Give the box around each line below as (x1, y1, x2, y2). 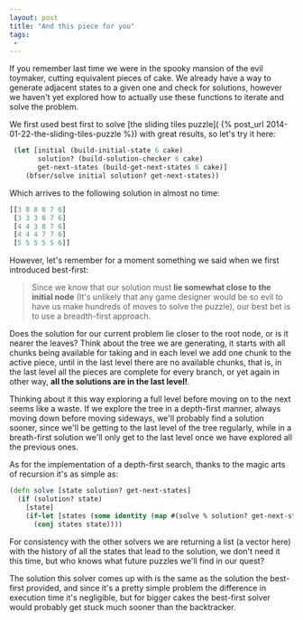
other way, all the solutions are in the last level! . (9, 376, 190, 387)
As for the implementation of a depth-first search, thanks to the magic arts (9, 459, 286, 470)
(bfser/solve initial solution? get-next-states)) (25, 171, 220, 181)
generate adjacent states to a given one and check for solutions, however (9, 82, 282, 93)
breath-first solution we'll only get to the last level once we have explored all (9, 432, 293, 443)
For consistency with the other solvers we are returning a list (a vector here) (9, 536, 291, 547)
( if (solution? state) (17, 495, 103, 504)
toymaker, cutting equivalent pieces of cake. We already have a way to (9, 73, 272, 84)
